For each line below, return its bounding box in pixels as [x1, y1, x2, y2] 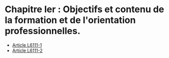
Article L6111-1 [12, 42, 42, 48]
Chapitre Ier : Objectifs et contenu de [5, 4, 164, 15]
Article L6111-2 [12, 47, 43, 53]
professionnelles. [5, 25, 81, 37]
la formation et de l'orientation [5, 14, 136, 26]
